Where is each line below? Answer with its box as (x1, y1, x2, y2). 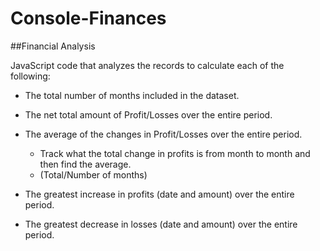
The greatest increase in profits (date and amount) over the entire (24, 188, 295, 200)
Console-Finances (10, 7, 167, 30)
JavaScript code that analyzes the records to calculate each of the (10, 59, 285, 71)
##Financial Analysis (10, 40, 96, 52)
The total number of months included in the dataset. (24, 89, 240, 101)
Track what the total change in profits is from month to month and (39, 147, 311, 159)
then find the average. (39, 158, 132, 170)
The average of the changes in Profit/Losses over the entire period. (24, 128, 303, 140)
